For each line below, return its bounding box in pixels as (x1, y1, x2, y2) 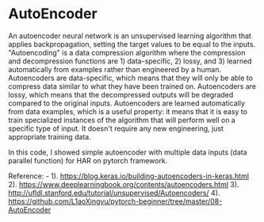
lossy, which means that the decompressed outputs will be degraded (8, 90, 234, 99)
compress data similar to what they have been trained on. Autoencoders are (8, 81, 256, 91)
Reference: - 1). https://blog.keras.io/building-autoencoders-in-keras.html (8, 171, 250, 181)
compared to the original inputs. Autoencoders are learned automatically (8, 98, 246, 108)
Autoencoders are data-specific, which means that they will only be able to (8, 73, 254, 82)
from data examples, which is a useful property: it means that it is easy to (8, 106, 248, 116)
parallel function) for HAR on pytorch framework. (8, 155, 168, 165)
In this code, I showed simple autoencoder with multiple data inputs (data (8, 147, 247, 157)
